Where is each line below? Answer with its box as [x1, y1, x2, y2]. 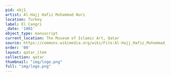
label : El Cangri [5, 21, 42, 27]
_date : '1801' [5, 26, 36, 31]
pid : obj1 [5, 7, 26, 13]
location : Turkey [5, 17, 42, 22]
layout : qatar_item [5, 50, 47, 55]
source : [5, 41, 22, 46]
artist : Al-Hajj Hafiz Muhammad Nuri [5, 12, 85, 17]
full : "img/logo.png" [5, 64, 51, 69]
